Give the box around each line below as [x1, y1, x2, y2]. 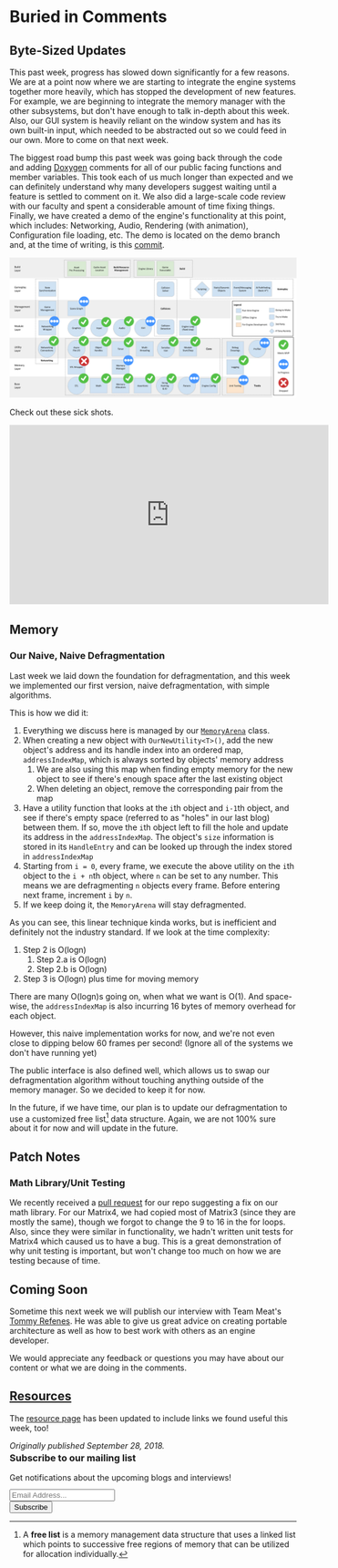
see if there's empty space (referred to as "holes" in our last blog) [22, 812, 271, 823]
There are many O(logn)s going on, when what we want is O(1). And [9, 990, 264, 1001]
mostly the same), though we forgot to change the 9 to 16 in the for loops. [9, 1216, 286, 1227]
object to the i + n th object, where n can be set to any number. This [22, 870, 279, 881]
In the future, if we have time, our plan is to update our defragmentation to [9, 1102, 288, 1112]
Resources [9, 1389, 72, 1404]
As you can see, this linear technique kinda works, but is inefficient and [9, 917, 277, 927]
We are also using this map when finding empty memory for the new [36, 764, 293, 774]
